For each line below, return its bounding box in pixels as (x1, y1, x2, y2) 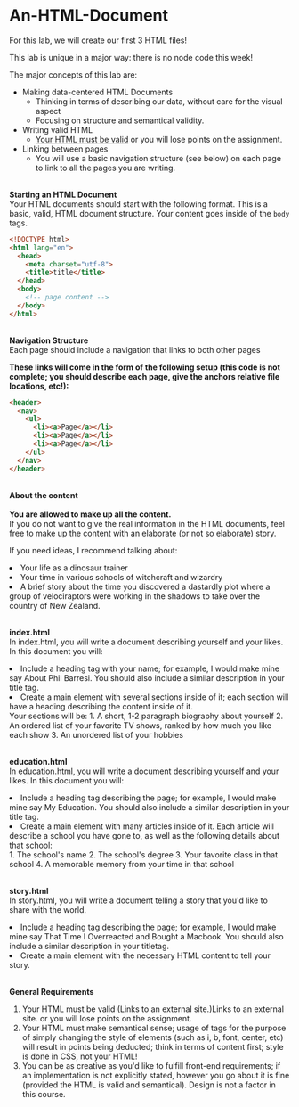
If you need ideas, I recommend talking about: (9, 545, 178, 555)
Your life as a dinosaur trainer (20, 562, 129, 573)
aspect (35, 105, 61, 116)
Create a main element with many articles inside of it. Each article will (20, 821, 274, 832)
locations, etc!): (9, 381, 69, 391)
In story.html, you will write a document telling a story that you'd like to (9, 895, 269, 906)
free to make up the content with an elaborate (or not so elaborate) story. (9, 528, 277, 538)
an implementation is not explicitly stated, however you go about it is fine (21, 1070, 290, 1080)
